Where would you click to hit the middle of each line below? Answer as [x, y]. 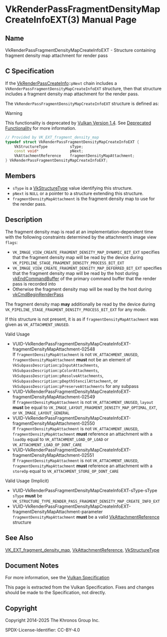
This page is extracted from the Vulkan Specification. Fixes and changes [80, 587]
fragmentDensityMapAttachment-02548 [54, 349]
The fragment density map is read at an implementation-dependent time [79, 232]
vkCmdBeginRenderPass [38, 294]
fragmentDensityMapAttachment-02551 [53, 455]
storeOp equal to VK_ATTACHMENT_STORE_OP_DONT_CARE [65, 471]
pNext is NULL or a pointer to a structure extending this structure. [78, 193]
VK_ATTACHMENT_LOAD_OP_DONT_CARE [47, 445]
